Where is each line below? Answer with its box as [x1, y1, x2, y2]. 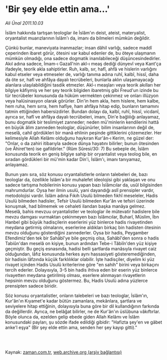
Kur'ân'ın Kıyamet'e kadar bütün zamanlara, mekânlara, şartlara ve [5, 297, 142, 303]
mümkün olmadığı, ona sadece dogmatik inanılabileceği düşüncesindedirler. [5, 55, 161, 61]
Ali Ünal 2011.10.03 [5, 20, 43, 26]
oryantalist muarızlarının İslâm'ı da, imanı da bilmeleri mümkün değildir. [5, 35, 151, 41]
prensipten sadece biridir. [5, 282, 58, 288]
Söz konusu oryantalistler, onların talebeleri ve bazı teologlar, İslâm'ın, [5, 292, 149, 298]
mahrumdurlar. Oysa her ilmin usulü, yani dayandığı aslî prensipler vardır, [5, 187, 155, 193]
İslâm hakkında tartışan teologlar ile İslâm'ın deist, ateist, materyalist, [5, 29, 146, 35]
